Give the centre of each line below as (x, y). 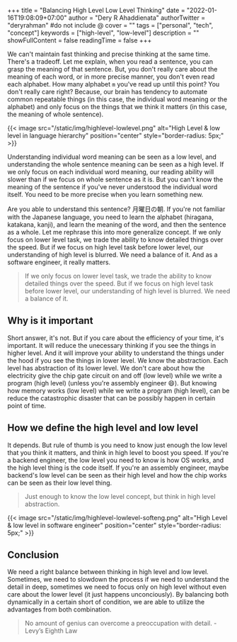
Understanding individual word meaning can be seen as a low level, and (112, 157)
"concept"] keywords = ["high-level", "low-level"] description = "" (103, 33)
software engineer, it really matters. (59, 262)
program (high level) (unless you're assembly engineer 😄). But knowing (112, 383)
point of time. (27, 405)
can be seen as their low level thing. (60, 483)
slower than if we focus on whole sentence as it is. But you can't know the (115, 179)
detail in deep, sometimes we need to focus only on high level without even (117, 587)
